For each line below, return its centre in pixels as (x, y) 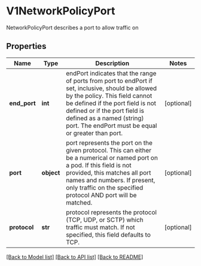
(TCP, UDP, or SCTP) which (104, 219)
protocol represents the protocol (111, 212)
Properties (26, 46)
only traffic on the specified (104, 188)
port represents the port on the (109, 143)
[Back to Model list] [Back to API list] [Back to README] (75, 257)
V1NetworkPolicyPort (61, 11)
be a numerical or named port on (112, 158)
